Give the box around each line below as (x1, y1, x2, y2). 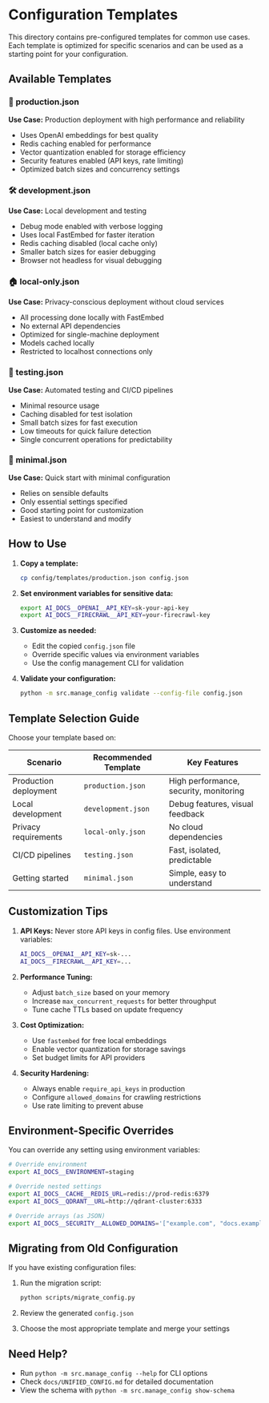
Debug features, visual (168, 798, 254, 809)
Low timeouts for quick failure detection (19, 426, 152, 436)
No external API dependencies (19, 321, 121, 331)
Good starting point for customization (19, 505, 144, 514)
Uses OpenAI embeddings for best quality (19, 130, 159, 139)
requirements (12, 831, 62, 842)
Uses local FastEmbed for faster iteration (19, 230, 155, 240)
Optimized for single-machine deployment (19, 330, 160, 340)
